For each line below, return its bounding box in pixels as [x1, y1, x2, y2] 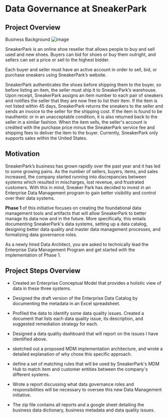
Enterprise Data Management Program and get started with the [5, 246, 135, 253]
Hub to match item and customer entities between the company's [12, 366, 148, 372]
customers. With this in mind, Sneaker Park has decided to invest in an [5, 184, 151, 190]
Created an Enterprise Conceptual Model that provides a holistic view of [12, 280, 161, 286]
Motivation [5, 149, 40, 158]
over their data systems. [5, 195, 55, 201]
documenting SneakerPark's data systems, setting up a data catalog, [5, 221, 148, 227]
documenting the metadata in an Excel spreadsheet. [12, 300, 120, 306]
